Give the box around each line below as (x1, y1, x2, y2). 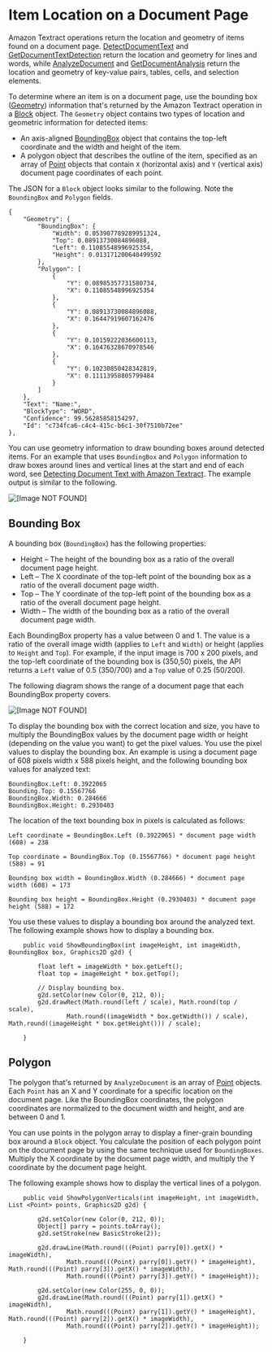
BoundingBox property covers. (8, 689, 111, 699)
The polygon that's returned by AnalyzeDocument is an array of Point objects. (8, 1077, 262, 1087)
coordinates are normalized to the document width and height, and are (8, 1103, 245, 1113)
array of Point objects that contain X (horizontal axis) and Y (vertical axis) (19, 159, 264, 168)
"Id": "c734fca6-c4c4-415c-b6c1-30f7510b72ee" (23, 421, 183, 430)
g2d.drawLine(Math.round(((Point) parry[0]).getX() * (37, 1243, 223, 1252)
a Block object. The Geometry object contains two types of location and (8, 108, 245, 119)
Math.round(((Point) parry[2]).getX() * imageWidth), (8, 1315, 195, 1323)
